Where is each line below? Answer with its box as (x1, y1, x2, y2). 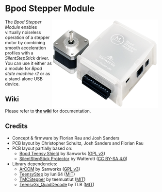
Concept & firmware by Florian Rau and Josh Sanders (12, 135, 120, 141)
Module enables (5, 24, 37, 30)
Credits (5, 122, 28, 130)
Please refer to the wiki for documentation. (5, 108, 91, 114)
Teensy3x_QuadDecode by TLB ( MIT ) (19, 181, 95, 187)
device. (5, 81, 20, 87)
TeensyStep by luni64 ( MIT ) (19, 171, 75, 177)
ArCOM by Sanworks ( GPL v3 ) (19, 166, 81, 172)
